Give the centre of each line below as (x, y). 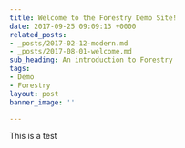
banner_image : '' (42, 102)
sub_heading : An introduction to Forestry (91, 60)
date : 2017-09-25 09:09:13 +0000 (73, 26)
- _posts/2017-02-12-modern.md (69, 43)
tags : (20, 69)
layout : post (34, 94)
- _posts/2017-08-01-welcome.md (71, 52)
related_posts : (38, 35)
